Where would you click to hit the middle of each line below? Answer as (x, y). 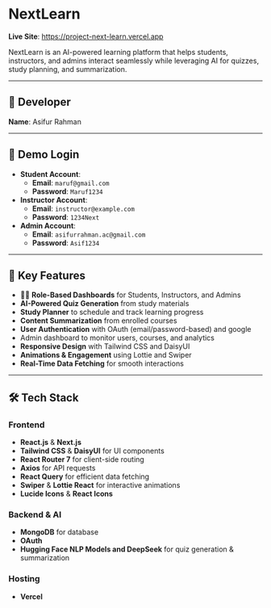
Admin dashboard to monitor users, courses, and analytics (117, 338)
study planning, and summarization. (68, 69)
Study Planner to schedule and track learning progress (112, 312)
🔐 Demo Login (44, 155)
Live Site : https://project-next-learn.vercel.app (86, 36)
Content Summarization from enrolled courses (98, 321)
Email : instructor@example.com (83, 208)
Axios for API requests (58, 468)
